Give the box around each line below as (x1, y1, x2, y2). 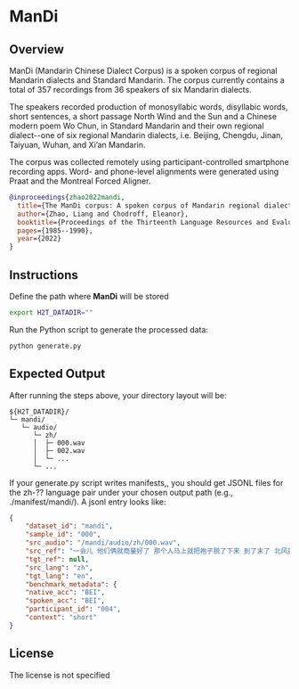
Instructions (9, 267, 78, 283)
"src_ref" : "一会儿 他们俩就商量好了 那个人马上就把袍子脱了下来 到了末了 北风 (25, 546, 287, 555)
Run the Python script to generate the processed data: (9, 324, 209, 335)
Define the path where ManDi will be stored (9, 291, 169, 301)
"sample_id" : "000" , (25, 530, 101, 539)
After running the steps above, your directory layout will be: (9, 390, 227, 400)
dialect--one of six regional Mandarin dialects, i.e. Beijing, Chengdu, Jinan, (9, 130, 283, 140)
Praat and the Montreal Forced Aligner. (9, 176, 151, 186)
